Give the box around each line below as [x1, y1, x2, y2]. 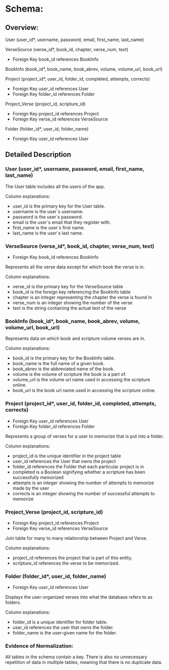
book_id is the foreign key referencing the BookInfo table [12, 289, 131, 295]
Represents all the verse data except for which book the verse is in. [5, 264, 145, 270]
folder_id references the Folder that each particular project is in [12, 463, 144, 469]
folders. [5, 600, 21, 606]
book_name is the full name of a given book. [12, 361, 105, 367]
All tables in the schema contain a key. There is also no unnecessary [5, 654, 147, 660]
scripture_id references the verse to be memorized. [12, 560, 120, 566]
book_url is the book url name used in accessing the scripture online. [12, 387, 156, 393]
